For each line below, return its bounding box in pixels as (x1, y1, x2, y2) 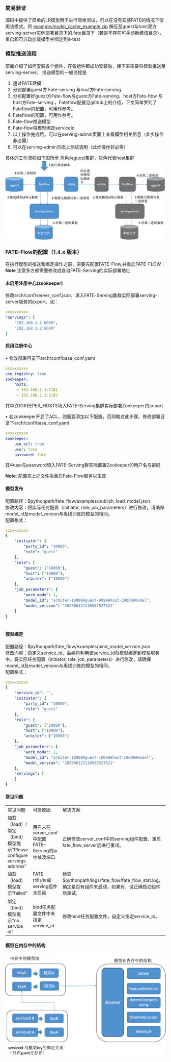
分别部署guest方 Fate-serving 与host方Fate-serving (12, 86, 121, 92)
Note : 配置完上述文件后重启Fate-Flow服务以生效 (5, 473, 106, 479)
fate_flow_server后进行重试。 (62, 842, 124, 848)
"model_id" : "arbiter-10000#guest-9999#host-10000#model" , (23, 598, 152, 603)
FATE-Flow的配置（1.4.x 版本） (5, 249, 82, 256)
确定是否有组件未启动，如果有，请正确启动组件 (62, 884, 161, 890)
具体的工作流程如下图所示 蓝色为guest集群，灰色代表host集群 (5, 155, 135, 161)
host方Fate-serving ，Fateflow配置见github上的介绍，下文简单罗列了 (12, 99, 157, 105)
